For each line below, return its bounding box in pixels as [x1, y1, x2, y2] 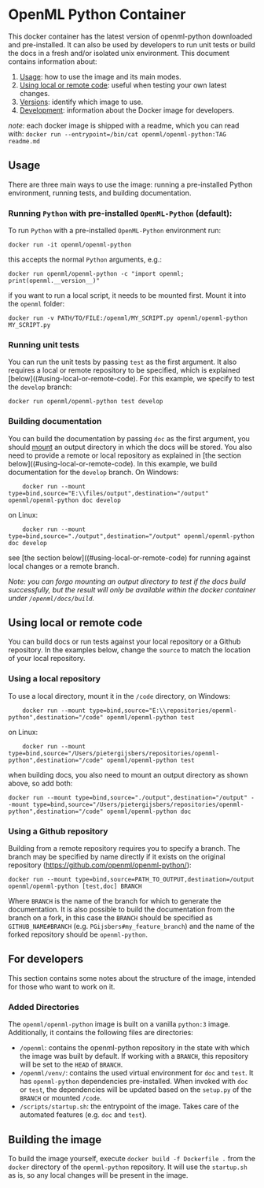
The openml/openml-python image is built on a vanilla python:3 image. [8, 1019, 230, 1029]
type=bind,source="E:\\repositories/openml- [89, 707, 237, 715]
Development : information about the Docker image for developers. [19, 105, 234, 115]
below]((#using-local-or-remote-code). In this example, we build [8, 458, 218, 468]
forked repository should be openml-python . [8, 930, 148, 939]
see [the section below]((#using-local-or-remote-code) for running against [8, 553, 251, 562]
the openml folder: [8, 299, 65, 309]
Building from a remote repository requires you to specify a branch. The [8, 844, 241, 853]
